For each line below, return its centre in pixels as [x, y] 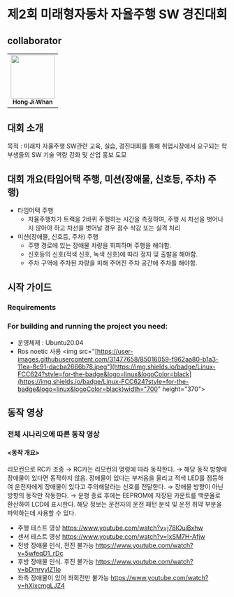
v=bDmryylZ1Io [39, 570]
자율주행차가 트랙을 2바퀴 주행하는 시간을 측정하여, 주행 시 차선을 [116, 219]
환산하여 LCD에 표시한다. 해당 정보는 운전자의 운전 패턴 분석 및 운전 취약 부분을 [115, 505]
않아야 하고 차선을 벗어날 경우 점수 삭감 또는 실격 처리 [108, 228]
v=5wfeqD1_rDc [40, 554]
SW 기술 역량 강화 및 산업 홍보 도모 [79, 155]
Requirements [32, 308]
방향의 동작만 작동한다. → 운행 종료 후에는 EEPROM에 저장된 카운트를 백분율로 [114, 495]
